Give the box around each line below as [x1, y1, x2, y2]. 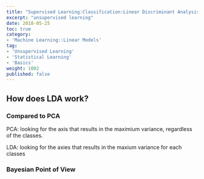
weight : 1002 [6, 65, 39, 72]
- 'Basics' [6, 59, 34, 66]
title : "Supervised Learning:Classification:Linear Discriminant [6, 8, 175, 15]
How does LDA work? [6, 93, 89, 104]
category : [6, 32, 32, 38]
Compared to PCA [6, 112, 61, 120]
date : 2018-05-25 [6, 20, 50, 26]
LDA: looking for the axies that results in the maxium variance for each [6, 143, 182, 150]
